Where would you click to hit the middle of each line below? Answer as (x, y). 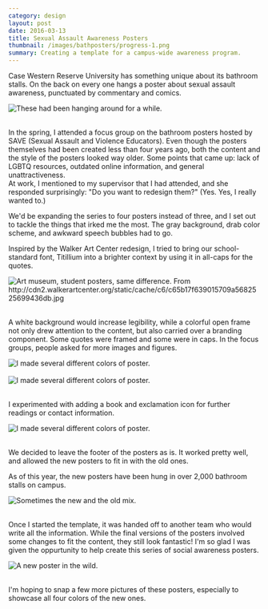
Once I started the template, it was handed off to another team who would (130, 524)
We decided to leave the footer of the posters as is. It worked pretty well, (128, 452)
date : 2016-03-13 (37, 30)
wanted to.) (27, 200)
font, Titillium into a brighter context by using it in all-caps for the (146, 257)
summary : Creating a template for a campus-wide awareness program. (125, 53)
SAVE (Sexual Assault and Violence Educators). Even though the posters (128, 141)
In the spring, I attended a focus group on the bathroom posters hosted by (131, 132)
